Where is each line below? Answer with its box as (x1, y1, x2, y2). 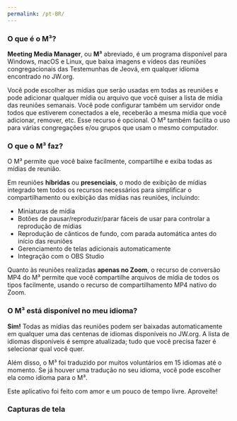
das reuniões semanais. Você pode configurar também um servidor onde (7, 100, 221, 109)
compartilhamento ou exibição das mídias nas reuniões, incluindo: (7, 194, 200, 202)
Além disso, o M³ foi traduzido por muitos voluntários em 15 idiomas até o (7, 358, 222, 367)
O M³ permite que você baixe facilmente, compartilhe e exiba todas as (7, 157, 212, 166)
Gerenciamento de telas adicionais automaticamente (17, 244, 171, 253)
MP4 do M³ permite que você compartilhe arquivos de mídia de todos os (7, 273, 219, 282)
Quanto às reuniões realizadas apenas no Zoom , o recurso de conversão (7, 266, 221, 274)
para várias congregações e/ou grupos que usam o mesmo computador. (7, 123, 219, 131)
